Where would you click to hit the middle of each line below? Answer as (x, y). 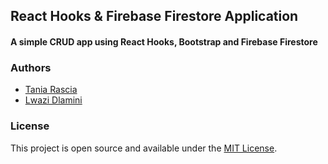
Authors (31, 67)
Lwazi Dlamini (53, 100)
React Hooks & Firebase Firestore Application (154, 16)
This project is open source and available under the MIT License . (144, 148)
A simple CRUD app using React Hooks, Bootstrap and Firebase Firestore (164, 41)
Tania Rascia (51, 90)
